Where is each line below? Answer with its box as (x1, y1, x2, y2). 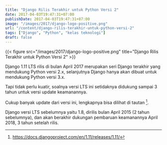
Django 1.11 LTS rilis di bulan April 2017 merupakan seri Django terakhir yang (5, 63, 161, 70)
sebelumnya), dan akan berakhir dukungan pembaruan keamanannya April (5, 114, 158, 120)
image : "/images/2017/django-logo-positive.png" (5, 21, 108, 26)
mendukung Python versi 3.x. (5, 74, 66, 80)
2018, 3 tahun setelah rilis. (5, 120, 59, 126)
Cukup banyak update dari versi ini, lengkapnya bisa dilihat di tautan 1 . (5, 98, 149, 105)
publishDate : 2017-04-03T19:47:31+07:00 (5, 16, 90, 21)
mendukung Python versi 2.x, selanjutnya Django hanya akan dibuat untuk (5, 69, 157, 74)
